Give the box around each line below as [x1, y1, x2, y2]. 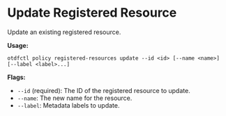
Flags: [7, 73, 26, 81]
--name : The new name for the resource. [17, 94, 133, 102]
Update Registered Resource [7, 5, 177, 21]
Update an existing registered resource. [7, 28, 121, 36]
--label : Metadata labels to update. [17, 101, 120, 109]
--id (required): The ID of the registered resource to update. [17, 86, 190, 94]
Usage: [7, 41, 29, 49]
